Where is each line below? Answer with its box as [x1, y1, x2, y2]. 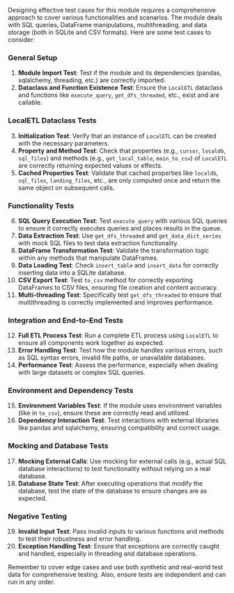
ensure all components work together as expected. [17, 339, 164, 347]
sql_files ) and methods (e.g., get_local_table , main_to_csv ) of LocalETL [17, 153, 228, 162]
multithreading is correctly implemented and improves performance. [17, 298, 214, 306]
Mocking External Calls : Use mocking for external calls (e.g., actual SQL [17, 456, 227, 465]
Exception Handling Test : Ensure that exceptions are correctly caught [17, 542, 220, 550]
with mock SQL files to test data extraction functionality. [17, 238, 180, 247]
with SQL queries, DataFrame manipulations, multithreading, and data [8, 21, 208, 29]
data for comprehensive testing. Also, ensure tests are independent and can [8, 571, 226, 579]
